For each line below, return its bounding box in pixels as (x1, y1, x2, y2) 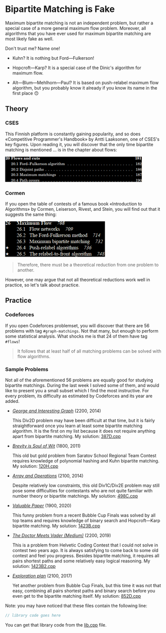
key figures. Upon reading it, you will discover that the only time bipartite (5, 141, 154, 147)
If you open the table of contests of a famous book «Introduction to (5, 200, 142, 207)
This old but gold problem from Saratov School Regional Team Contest (12, 452, 157, 458)
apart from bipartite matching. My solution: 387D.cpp (12, 433, 121, 439)
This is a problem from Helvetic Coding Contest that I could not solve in (12, 542, 159, 548)
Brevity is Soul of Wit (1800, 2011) (12, 443, 81, 449)
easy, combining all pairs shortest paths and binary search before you (12, 588, 155, 594)
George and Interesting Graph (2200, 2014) (12, 408, 102, 414)
